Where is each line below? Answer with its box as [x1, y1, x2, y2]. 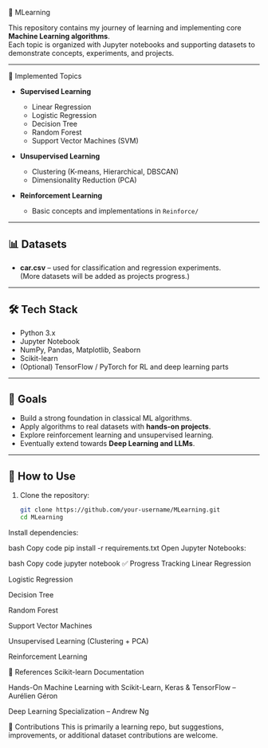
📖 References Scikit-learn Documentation [8, 668, 145, 676]
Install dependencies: [8, 528, 79, 537]
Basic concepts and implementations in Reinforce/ [31, 206, 199, 215]
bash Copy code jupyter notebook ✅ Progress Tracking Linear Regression [8, 558, 251, 568]
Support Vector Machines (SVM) [31, 136, 139, 145]
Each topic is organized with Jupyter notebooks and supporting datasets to [8, 40, 255, 49]
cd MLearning [19, 514, 64, 522]
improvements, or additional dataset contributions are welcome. [8, 730, 218, 740]
